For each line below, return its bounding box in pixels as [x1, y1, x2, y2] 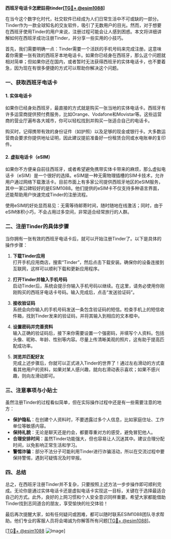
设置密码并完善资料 [12, 324, 53, 330]
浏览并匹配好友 [12, 353, 44, 359]
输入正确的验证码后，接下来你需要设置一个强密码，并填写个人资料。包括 [12, 330, 164, 336]
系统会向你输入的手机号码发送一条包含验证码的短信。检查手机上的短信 [12, 306, 160, 312]
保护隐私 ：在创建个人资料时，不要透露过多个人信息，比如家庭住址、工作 [12, 416, 164, 423]
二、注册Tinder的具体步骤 [5, 223, 69, 230]
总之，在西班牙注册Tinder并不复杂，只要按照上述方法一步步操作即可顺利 [5, 481, 157, 487]
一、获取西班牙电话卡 [5, 79, 58, 86]
